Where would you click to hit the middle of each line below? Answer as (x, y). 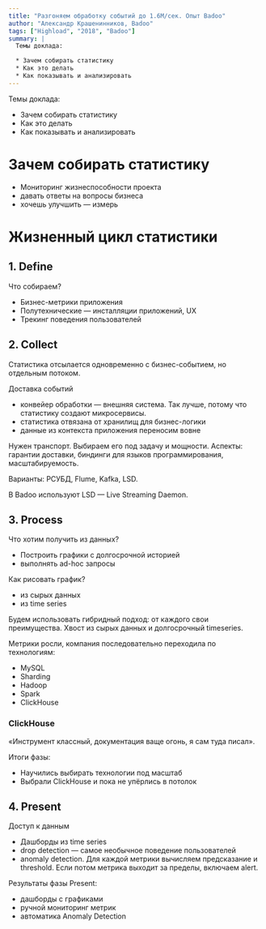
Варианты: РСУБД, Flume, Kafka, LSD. (74, 478)
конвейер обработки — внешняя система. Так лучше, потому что (133, 404)
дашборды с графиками (61, 899)
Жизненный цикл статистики (113, 237)
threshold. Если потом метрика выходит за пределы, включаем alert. (139, 867)
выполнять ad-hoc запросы (68, 563)
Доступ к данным (39, 826)
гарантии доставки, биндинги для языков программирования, (116, 454)
